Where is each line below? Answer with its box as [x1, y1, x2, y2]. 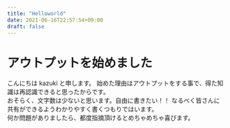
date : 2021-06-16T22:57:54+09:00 [7, 17, 104, 24]
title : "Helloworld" [7, 10, 67, 17]
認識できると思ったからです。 [25, 88, 109, 96]
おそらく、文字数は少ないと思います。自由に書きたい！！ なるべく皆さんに [7, 96, 220, 104]
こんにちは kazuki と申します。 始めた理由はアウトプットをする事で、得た [7, 79, 218, 87]
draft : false [7, 23, 45, 30]
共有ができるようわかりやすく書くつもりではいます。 [7, 105, 158, 113]
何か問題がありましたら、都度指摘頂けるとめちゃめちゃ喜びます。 [7, 113, 195, 122]
